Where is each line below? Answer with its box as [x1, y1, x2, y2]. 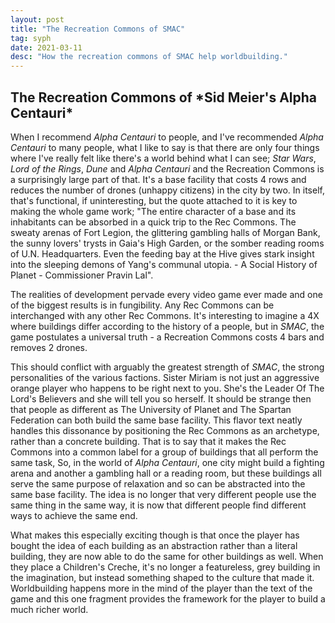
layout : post [10, 14, 65, 25]
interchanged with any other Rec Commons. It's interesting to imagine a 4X [10, 309, 320, 321]
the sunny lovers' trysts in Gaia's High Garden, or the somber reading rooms [10, 237, 325, 249]
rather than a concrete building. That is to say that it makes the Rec [10, 435, 287, 447]
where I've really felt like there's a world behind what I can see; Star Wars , [10, 152, 317, 164]
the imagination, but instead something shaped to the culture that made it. [10, 571, 315, 583]
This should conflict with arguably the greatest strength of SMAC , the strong [10, 361, 325, 373]
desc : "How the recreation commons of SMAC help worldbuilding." [10, 52, 288, 62]
